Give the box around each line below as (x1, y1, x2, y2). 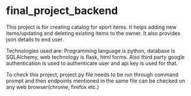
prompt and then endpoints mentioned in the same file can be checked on (6, 77, 185, 84)
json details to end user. (6, 36, 64, 43)
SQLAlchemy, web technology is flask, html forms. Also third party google (6, 53, 185, 60)
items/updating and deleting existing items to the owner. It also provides (6, 29, 180, 36)
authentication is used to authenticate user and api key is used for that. (6, 60, 178, 67)
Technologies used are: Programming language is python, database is (6, 47, 175, 54)
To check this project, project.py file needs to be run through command (6, 71, 179, 78)
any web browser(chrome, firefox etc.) (6, 83, 99, 90)
